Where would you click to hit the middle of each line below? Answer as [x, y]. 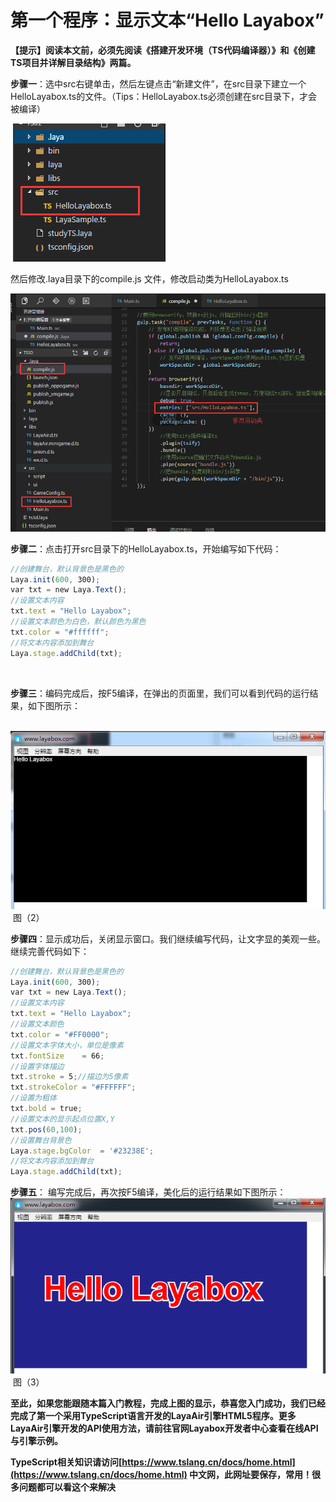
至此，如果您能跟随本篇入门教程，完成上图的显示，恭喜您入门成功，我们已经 [168, 1403]
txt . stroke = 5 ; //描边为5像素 [69, 1077]
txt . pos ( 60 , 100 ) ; [46, 1129]
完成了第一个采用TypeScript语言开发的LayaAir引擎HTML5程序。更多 [153, 1416]
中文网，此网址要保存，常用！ [251, 1475]
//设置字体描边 [37, 1066]
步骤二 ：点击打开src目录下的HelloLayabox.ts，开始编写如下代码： [146, 548]
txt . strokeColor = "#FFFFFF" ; [73, 1087]
